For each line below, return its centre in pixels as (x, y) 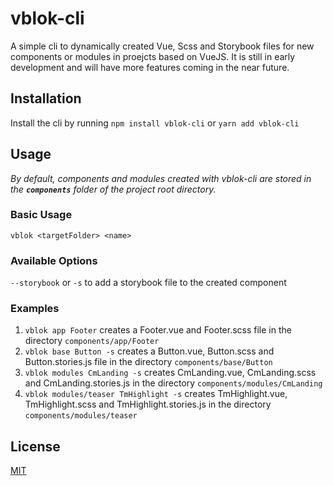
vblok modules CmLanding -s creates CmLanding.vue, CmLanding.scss (170, 373)
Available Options (54, 260)
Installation (46, 98)
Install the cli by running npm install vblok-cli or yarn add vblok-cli (155, 123)
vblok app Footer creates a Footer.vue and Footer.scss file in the (158, 330)
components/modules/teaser (81, 416)
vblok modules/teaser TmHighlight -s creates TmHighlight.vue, (156, 394)
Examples (35, 309)
